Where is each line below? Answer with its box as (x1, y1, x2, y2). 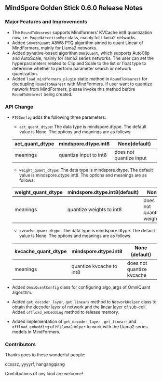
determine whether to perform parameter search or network (12, 65, 132, 71)
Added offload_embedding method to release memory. (12, 309, 119, 315)
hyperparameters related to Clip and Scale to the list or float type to (12, 60, 147, 66)
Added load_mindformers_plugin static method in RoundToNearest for (12, 76, 148, 81)
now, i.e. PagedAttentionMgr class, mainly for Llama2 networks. (12, 34, 137, 40)
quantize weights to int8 (67, 206, 122, 213)
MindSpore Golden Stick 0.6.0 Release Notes (5, 4, 143, 12)
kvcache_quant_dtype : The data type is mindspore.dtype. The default (19, 227, 155, 233)
